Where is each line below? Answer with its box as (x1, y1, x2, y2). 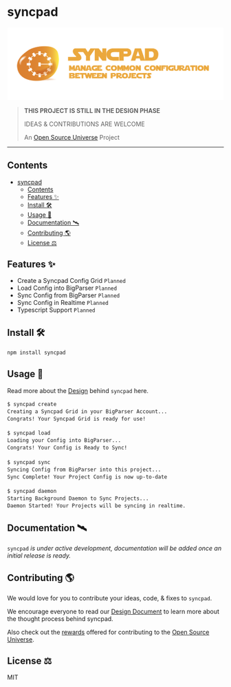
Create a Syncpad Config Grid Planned (16, 277, 126, 285)
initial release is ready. (7, 551, 71, 560)
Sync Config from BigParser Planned (16, 291, 120, 299)
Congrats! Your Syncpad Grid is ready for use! (7, 415, 146, 422)
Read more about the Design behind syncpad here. (7, 386, 149, 394)
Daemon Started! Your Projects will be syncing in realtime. (7, 503, 186, 509)
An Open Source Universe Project (23, 133, 120, 141)
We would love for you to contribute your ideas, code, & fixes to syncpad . (7, 593, 212, 602)
